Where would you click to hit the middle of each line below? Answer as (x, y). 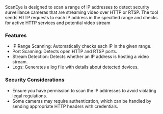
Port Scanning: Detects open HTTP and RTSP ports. (65, 52)
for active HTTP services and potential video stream (58, 23)
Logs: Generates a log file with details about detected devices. (75, 67)
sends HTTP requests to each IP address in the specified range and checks (81, 17)
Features (16, 35)
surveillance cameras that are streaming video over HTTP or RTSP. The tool (81, 12)
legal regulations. (30, 96)
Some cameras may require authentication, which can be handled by (82, 101)
